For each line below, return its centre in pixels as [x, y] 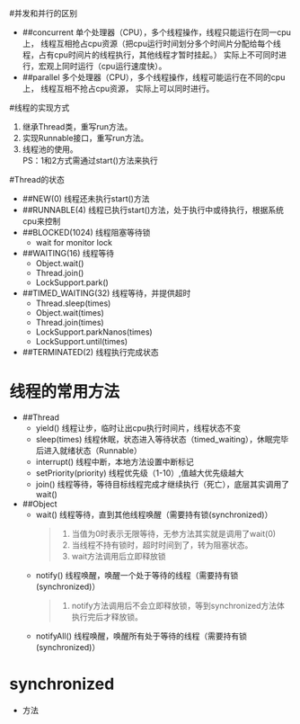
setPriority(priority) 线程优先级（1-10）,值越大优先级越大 [140, 473]
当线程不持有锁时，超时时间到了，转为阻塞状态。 [162, 545]
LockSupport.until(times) [82, 341]
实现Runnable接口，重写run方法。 [85, 138]
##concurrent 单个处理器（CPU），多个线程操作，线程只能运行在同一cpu [157, 32]
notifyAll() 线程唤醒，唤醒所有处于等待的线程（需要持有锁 [141, 636]
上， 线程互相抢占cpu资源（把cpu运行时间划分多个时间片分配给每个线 [151, 44]
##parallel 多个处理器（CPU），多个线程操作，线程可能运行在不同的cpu [154, 77]
